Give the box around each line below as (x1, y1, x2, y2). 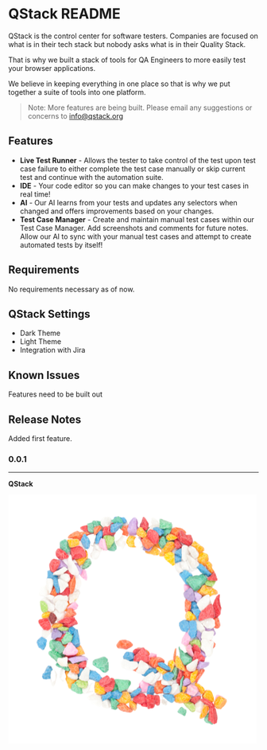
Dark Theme (19, 328, 61, 338)
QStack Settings (8, 307, 91, 321)
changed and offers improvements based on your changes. (19, 206, 215, 216)
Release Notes (8, 412, 82, 426)
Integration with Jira (19, 346, 86, 355)
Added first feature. (8, 434, 73, 443)
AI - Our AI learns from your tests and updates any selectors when (19, 197, 238, 207)
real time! (19, 189, 51, 199)
